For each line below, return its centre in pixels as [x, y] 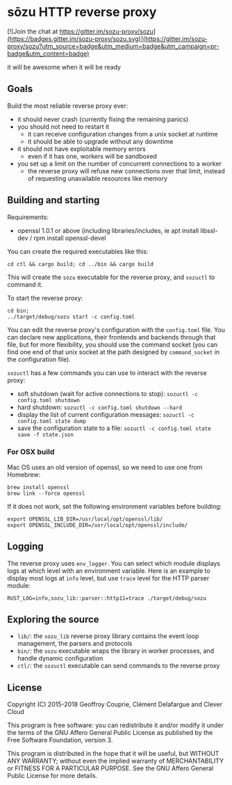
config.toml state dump [52, 421]
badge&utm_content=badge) [48, 54]
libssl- [209, 230]
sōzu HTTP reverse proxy [82, 12]
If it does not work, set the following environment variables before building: [115, 506]
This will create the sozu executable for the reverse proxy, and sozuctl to [111, 277]
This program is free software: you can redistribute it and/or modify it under [115, 725]
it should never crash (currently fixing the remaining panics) [103, 119]
